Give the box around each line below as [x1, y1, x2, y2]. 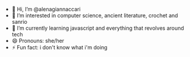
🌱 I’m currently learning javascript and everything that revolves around [11, 24, 184, 31]
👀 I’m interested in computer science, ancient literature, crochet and [11, 12, 178, 19]
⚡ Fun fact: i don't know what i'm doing [11, 44, 108, 50]
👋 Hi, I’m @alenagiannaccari [11, 6, 81, 12]
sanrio [11, 18, 28, 25]
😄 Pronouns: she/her [11, 37, 64, 44]
